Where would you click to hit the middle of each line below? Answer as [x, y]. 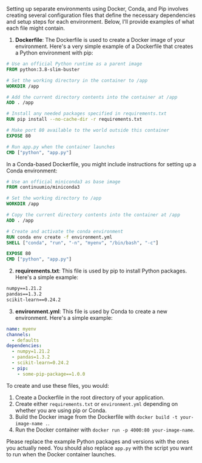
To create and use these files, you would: [58, 385]
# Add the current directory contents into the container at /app [92, 97]
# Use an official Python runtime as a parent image [74, 64]
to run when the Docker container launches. [61, 454]
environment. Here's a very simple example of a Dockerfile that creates [104, 46]
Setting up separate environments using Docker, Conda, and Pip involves [97, 9]
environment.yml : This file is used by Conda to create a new [91, 311]
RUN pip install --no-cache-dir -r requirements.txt [74, 120]
